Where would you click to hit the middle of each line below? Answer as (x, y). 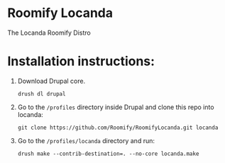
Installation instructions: (81, 61)
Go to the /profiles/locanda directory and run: (86, 140)
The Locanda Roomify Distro (49, 33)
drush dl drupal (42, 94)
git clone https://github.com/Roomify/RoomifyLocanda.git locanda (118, 128)
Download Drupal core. (51, 81)
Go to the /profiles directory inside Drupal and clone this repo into (116, 107)
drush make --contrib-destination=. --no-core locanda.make (108, 154)
